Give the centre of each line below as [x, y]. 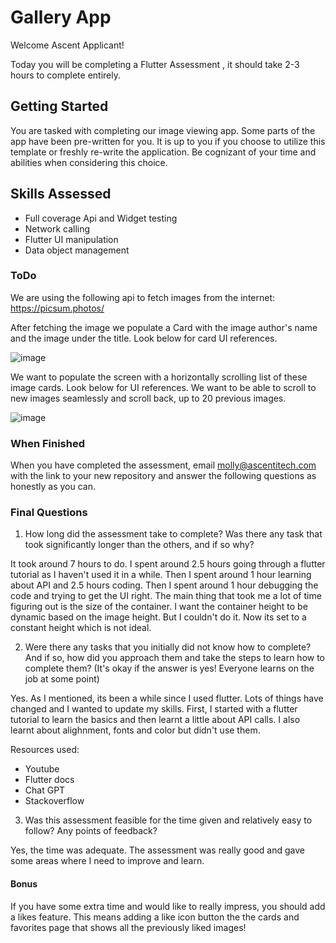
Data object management [77, 250]
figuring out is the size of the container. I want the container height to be [159, 607]
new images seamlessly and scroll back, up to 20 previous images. [148, 398]
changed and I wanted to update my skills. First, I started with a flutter [154, 709]
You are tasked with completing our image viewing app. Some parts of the [163, 130]
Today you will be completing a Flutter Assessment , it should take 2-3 [155, 64]
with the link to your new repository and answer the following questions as [163, 476]
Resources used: [45, 750]
